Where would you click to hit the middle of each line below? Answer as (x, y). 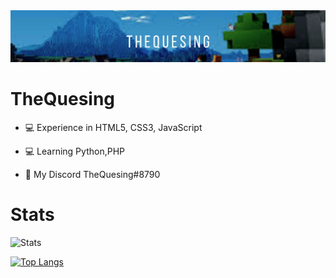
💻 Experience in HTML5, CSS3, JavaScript (113, 128)
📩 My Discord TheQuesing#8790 (92, 175)
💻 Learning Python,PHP (74, 151)
